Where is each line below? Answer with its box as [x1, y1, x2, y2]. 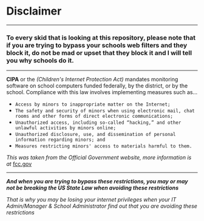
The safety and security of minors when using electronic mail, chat [15, 108, 195, 114]
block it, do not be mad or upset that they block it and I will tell [6, 49, 192, 57]
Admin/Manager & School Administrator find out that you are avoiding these [6, 202, 197, 210]
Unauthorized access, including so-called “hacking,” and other [15, 120, 182, 126]
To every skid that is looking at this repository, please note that [6, 33, 196, 42]
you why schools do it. [6, 56, 74, 64]
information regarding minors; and [15, 137, 106, 143]
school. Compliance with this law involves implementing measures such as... [6, 89, 198, 96]
